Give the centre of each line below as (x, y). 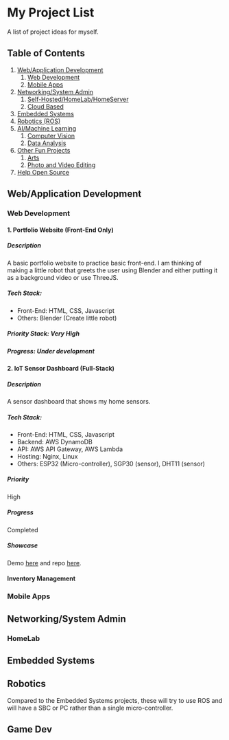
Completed (23, 530)
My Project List (51, 13)
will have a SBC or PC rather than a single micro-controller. (90, 708)
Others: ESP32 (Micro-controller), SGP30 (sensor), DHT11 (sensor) (111, 464)
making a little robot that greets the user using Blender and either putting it (112, 270)
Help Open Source (43, 172)
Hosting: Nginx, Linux (47, 456)
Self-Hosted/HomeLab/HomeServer (78, 99)
